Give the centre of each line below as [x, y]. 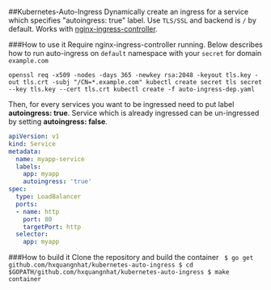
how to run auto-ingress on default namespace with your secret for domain [135, 53]
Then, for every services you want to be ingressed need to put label [121, 104]
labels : [29, 166]
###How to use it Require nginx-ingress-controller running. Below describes [135, 45]
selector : [32, 234]
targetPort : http [52, 227]
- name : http [38, 211]
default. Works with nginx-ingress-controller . [83, 29]
